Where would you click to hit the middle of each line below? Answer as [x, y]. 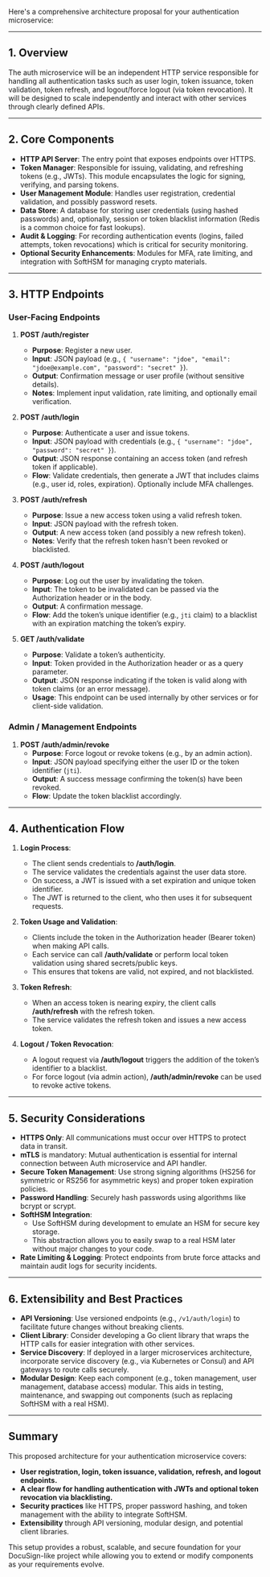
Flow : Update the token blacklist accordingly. [107, 795]
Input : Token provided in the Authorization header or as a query [137, 663]
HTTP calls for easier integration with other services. [107, 1344]
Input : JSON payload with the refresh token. [105, 524]
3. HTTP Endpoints [56, 294]
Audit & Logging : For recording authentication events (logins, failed [131, 236]
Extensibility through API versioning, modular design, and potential [131, 1523]
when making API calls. [71, 946]
